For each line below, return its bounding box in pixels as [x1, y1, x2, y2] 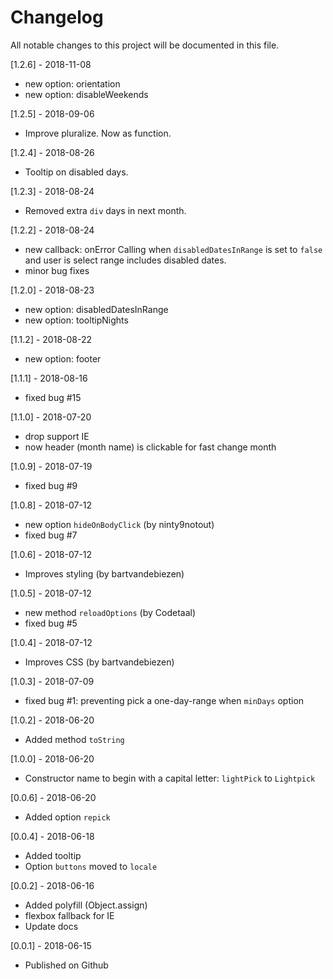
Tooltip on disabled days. [24, 166, 129, 178]
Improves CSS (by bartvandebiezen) [24, 656, 175, 668]
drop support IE [24, 430, 90, 442]
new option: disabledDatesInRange [24, 303, 169, 315]
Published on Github [24, 959, 109, 971]
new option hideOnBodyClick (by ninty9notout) [24, 518, 215, 530]
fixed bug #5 [24, 617, 78, 629]
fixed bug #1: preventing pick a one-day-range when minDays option [24, 694, 305, 706]
